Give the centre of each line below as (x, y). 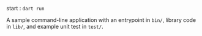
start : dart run (25, 8)
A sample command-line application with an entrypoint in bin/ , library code (101, 20)
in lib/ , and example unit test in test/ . (55, 27)
